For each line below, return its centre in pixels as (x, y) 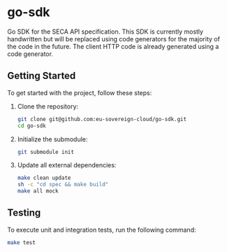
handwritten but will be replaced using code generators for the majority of (113, 38)
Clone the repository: (48, 106)
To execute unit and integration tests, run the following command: (102, 230)
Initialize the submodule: (52, 139)
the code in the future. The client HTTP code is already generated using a (113, 46)
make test (22, 242)
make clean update (44, 178)
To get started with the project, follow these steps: (80, 92)
